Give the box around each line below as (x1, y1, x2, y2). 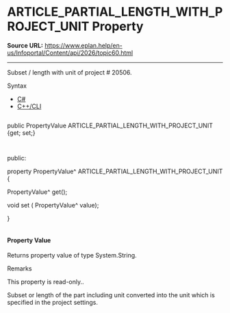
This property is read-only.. (7, 278, 84, 286)
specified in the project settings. (7, 299, 98, 307)
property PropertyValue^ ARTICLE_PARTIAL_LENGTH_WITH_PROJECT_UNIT (7, 167, 223, 175)
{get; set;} (7, 128, 36, 137)
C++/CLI (16, 102, 42, 110)
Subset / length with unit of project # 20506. (7, 68, 132, 76)
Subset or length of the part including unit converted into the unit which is (7, 291, 216, 299)
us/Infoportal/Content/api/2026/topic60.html (7, 49, 133, 57)
